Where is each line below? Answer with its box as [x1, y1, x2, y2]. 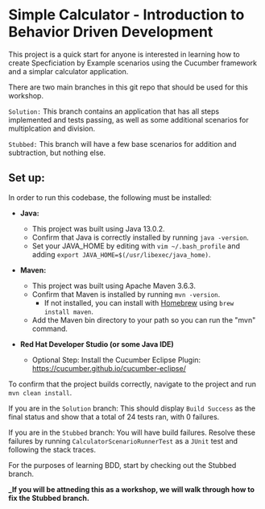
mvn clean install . [8, 387, 72, 397]
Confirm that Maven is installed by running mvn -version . [31, 289, 221, 299]
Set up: [8, 171, 46, 185]
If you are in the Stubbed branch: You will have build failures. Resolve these [8, 428, 256, 437]
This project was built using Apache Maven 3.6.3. [31, 281, 196, 290]
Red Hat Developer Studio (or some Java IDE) [19, 339, 175, 348]
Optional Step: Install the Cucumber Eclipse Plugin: [31, 355, 201, 365]
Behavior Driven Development [8, 23, 213, 41]
